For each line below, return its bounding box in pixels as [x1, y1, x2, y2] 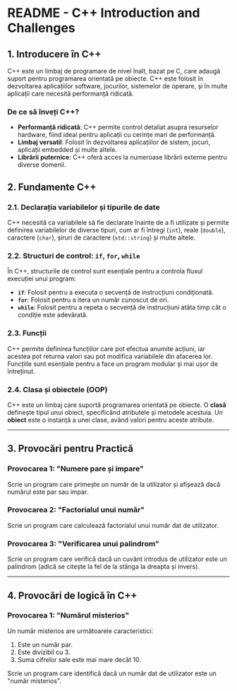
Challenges [7, 20, 75, 36]
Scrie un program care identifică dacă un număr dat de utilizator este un [7, 669, 217, 678]
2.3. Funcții [7, 329, 47, 338]
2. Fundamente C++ [7, 181, 97, 193]
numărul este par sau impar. [7, 488, 89, 496]
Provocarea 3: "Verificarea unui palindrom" [7, 538, 160, 548]
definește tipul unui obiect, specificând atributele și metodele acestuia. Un [7, 408, 224, 416]
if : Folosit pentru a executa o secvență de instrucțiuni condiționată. [17, 288, 214, 297]
